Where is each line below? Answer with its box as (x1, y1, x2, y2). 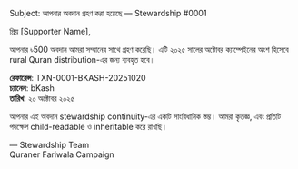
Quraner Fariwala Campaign (9, 149, 115, 160)
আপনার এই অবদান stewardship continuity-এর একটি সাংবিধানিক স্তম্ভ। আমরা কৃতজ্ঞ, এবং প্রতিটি (9, 111, 282, 122)
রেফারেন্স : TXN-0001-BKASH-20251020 (9, 73, 147, 83)
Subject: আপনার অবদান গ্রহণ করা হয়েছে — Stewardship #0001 (9, 8, 207, 18)
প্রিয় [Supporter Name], (9, 26, 91, 36)
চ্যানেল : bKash (9, 83, 55, 94)
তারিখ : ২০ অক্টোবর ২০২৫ (9, 93, 75, 104)
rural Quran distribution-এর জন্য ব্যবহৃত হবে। (9, 55, 155, 65)
